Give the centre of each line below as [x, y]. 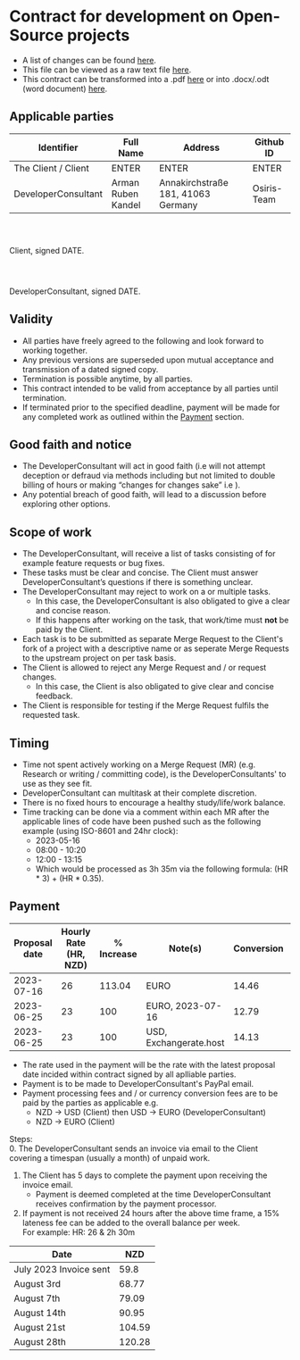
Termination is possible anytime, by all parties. [108, 379]
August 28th [40, 1341]
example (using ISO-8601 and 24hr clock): [100, 831]
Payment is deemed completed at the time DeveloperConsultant [153, 1194]
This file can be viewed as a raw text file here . [107, 70]
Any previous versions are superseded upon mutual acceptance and [148, 360]
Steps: [21, 1139]
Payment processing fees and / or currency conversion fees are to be [150, 1093]
